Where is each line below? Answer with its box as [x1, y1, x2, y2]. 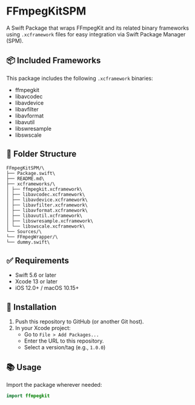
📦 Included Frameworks [6, 56, 101, 66]
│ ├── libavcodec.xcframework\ [6, 191, 85, 197]
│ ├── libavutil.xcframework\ [6, 212, 83, 219]
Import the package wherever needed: [6, 381, 102, 388]
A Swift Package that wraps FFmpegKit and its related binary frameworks [6, 24, 190, 31]
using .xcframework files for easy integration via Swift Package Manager [6, 30, 186, 38]
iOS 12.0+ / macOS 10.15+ [15, 285, 79, 292]
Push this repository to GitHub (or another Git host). [15, 318, 144, 325]
